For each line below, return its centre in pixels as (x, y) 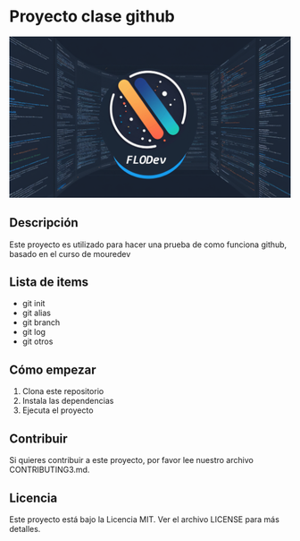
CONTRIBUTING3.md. (50, 470)
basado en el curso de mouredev (70, 253)
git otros (37, 341)
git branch (41, 322)
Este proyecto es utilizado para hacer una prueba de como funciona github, (148, 245)
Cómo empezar (53, 369)
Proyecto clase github (92, 17)
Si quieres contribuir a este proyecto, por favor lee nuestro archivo (132, 460)
